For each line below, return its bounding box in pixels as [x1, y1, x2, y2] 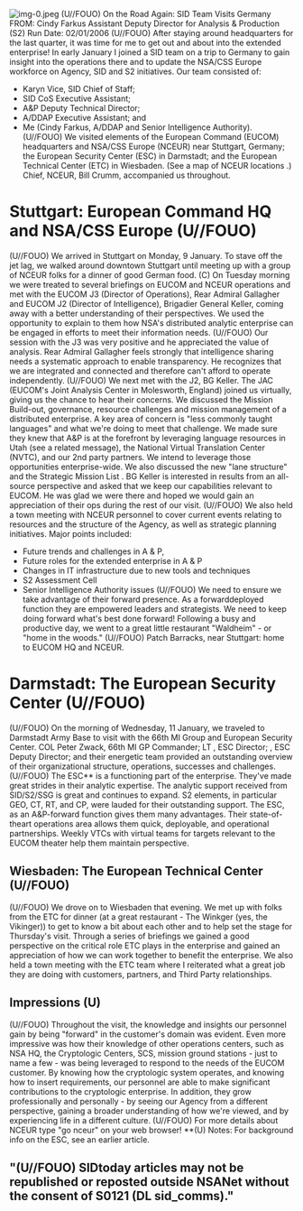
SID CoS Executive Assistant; [22, 93, 131, 104]
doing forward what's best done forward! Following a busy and [22, 613, 256, 624]
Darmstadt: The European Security [9, 673, 277, 694]
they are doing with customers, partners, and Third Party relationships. [9, 968, 272, 979]
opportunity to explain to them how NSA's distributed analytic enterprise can [9, 317, 294, 328]
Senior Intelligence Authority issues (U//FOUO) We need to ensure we [22, 584, 282, 595]
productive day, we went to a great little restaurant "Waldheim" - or [22, 623, 272, 633]
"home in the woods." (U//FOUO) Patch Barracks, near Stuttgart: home [22, 632, 285, 642]
